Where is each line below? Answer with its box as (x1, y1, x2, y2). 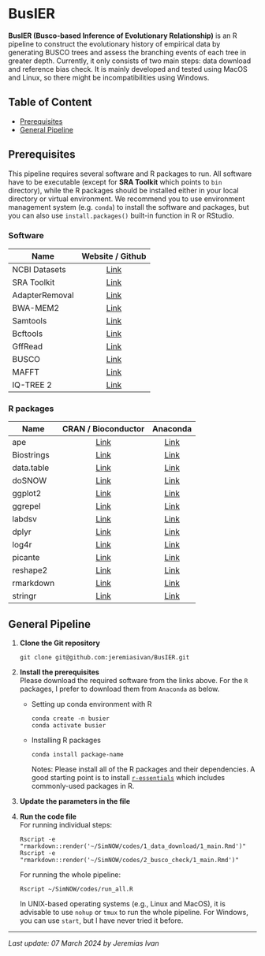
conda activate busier (31, 721, 106, 730)
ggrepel (12, 501, 41, 512)
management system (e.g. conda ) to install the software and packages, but (8, 202, 250, 211)
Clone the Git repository (19, 638, 100, 648)
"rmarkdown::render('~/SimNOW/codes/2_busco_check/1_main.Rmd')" (19, 856, 239, 864)
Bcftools (12, 328, 43, 339)
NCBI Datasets (12, 263, 66, 274)
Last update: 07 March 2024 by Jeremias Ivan (8, 938, 159, 947)
